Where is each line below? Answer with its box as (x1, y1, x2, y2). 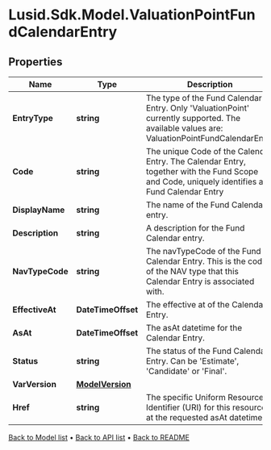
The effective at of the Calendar (145, 299, 267, 310)
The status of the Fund (145, 345, 232, 356)
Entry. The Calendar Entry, (145, 156, 246, 167)
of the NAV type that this (145, 266, 240, 277)
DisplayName (12, 204, 65, 215)
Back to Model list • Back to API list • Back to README (8, 433, 190, 442)
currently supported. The (145, 113, 241, 123)
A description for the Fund (145, 223, 245, 233)
